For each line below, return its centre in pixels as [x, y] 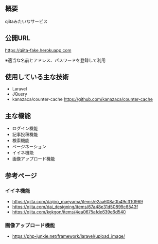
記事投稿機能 [25, 135]
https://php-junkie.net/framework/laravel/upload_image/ [69, 236]
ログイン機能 [25, 128]
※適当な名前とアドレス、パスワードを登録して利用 [55, 60]
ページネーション [29, 147]
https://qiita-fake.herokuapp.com [38, 50]
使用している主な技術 [37, 77]
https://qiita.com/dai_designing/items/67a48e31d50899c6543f [75, 207]
